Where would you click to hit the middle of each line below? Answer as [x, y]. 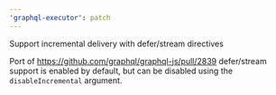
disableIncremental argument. [66, 80]
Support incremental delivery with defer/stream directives [116, 43]
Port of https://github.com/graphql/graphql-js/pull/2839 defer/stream [138, 61]
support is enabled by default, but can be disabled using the [121, 71]
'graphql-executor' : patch [60, 18]
